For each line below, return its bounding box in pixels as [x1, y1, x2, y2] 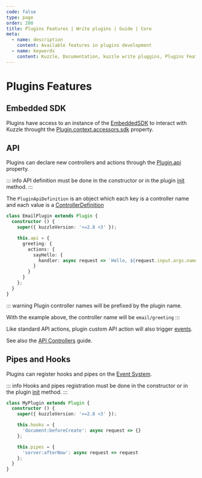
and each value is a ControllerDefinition [6, 201, 104, 209]
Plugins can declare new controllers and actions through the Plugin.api [6, 159, 182, 166]
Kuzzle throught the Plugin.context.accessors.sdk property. [6, 126, 154, 133]
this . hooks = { [17, 422, 55, 428]
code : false [6, 8, 36, 15]
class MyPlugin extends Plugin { [6, 400, 90, 406]
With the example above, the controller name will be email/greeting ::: [6, 313, 180, 320]
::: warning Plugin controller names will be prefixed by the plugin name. [6, 302, 182, 309]
